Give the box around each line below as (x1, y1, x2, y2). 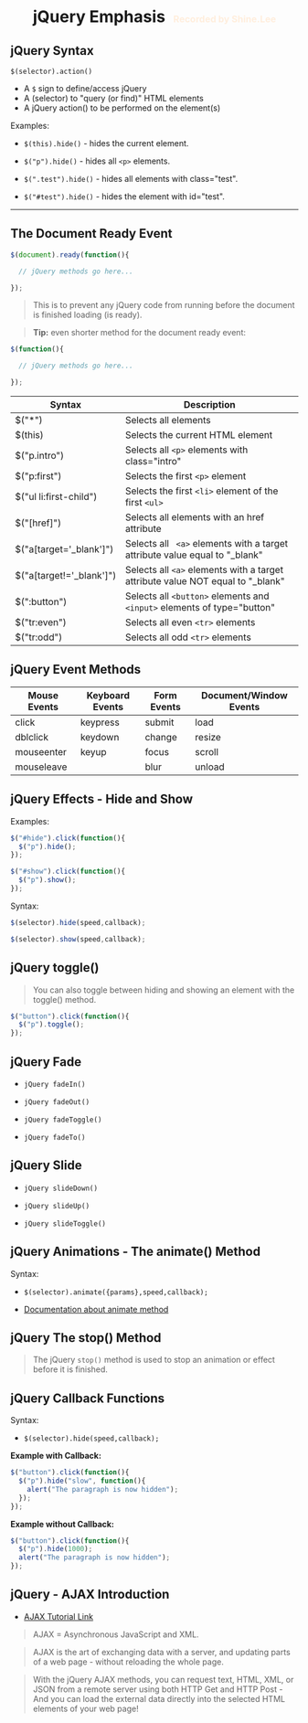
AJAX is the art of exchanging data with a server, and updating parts (32, 1646, 291, 1657)
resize (195, 730, 222, 743)
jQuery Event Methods (10, 662, 142, 677)
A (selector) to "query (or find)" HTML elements (23, 93, 204, 103)
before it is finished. (32, 1364, 109, 1375)
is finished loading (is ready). (32, 309, 143, 321)
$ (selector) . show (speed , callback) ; (10, 934, 146, 943)
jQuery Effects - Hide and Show (10, 792, 194, 807)
